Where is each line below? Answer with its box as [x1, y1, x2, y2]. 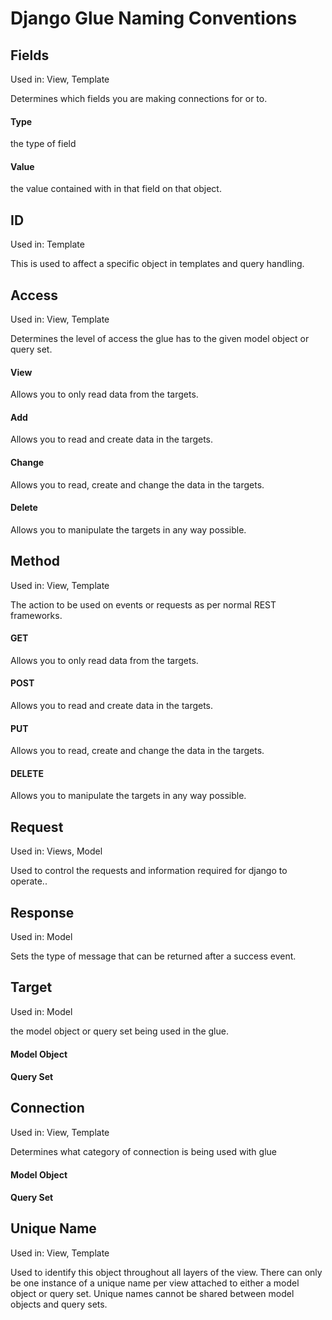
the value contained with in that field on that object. [10, 183, 222, 195]
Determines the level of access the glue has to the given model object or [10, 333, 310, 345]
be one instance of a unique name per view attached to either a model [10, 1277, 300, 1289]
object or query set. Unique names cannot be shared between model [10, 1287, 295, 1299]
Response [10, 904, 75, 921]
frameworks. [10, 609, 63, 621]
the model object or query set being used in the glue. [10, 1025, 229, 1037]
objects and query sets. [10, 1298, 108, 1310]
